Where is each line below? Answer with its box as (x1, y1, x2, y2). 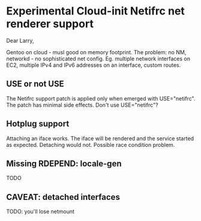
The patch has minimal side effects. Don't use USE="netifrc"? (6, 101, 158, 108)
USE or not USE (6, 79, 64, 89)
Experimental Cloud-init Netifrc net (6, 4, 185, 18)
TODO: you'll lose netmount (6, 208, 75, 215)
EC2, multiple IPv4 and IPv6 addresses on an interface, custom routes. (6, 61, 181, 69)
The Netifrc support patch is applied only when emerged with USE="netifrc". (6, 95, 196, 102)
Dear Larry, (6, 37, 34, 44)
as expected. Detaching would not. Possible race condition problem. (6, 141, 175, 148)
